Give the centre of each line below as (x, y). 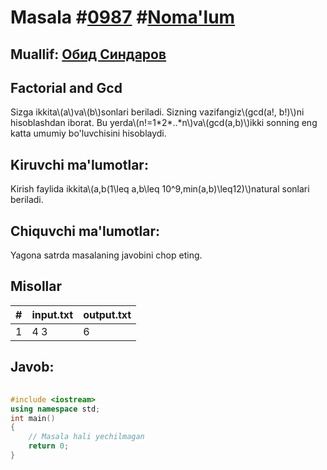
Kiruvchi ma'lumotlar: (79, 164)
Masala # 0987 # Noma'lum (123, 17)
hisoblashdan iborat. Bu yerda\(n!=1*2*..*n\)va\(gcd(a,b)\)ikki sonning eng (164, 123)
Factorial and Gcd (66, 87)
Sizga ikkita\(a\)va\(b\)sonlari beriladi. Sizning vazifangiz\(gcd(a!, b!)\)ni (157, 112)
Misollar (36, 286)
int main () (33, 418)
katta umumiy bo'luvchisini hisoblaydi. (88, 133)
